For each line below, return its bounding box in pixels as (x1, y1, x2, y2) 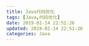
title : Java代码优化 (6, 8, 55, 15)
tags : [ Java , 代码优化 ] (6, 14, 60, 20)
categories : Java (6, 31, 51, 37)
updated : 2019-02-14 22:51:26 (6, 25, 84, 32)
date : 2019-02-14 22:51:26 (6, 20, 75, 26)
